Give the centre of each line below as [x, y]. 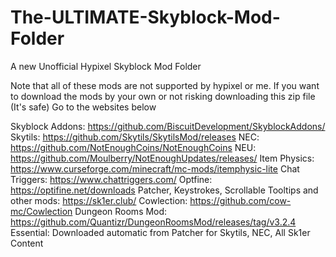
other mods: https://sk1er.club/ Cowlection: [99, 200]
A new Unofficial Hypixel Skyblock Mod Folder [106, 66]
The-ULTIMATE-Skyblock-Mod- [145, 17]
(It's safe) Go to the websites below [83, 107]
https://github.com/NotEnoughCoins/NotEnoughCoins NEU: [133, 147]
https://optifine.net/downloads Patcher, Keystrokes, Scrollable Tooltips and [164, 190]
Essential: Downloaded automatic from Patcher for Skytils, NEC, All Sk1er [160, 232]
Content [27, 243]
